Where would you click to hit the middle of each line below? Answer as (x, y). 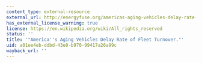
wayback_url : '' (26, 51)
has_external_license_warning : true (52, 23)
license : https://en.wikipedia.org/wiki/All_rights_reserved (84, 28)
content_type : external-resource (48, 12)
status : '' (20, 34)
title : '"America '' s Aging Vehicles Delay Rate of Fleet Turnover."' (95, 40)
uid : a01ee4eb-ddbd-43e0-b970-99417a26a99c (62, 46)
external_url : (24, 17)
